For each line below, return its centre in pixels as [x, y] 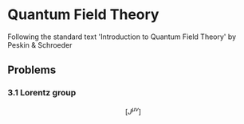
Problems [32, 70]
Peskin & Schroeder [40, 45]
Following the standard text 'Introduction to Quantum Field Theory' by [122, 37]
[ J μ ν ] [133, 110]
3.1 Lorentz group [42, 93]
